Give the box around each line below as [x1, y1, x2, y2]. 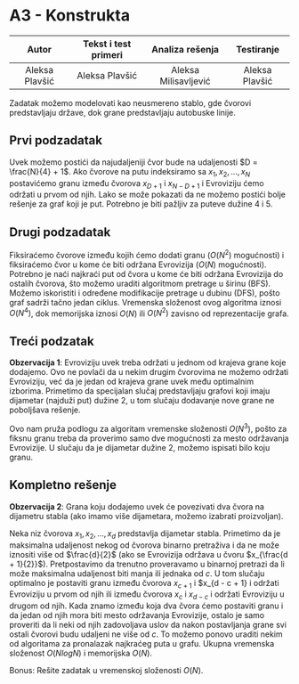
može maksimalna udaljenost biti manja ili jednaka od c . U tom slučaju [9, 567, 265, 579]
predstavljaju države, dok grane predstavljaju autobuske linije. [9, 107, 236, 118]
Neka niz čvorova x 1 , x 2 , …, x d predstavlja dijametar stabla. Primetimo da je [9, 527, 281, 541]
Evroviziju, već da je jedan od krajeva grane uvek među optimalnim [9, 376, 255, 387]
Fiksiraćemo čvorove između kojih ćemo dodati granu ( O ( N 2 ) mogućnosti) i [9, 248, 285, 260]
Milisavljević [159, 75, 211, 87]
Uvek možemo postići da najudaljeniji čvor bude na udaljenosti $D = [9, 157, 258, 167]
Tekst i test [83, 37, 132, 50]
